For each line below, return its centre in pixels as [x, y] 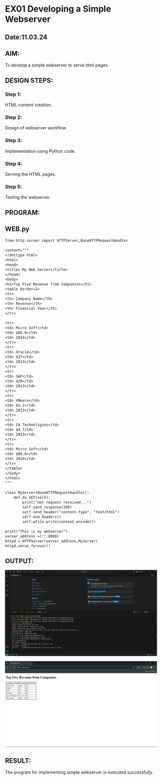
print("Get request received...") [57, 503]
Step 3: [14, 141]
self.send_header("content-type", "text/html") [71, 512]
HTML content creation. [28, 105]
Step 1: [13, 94]
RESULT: [18, 760]
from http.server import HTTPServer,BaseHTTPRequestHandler [67, 241]
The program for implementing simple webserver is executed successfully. [79, 772]
